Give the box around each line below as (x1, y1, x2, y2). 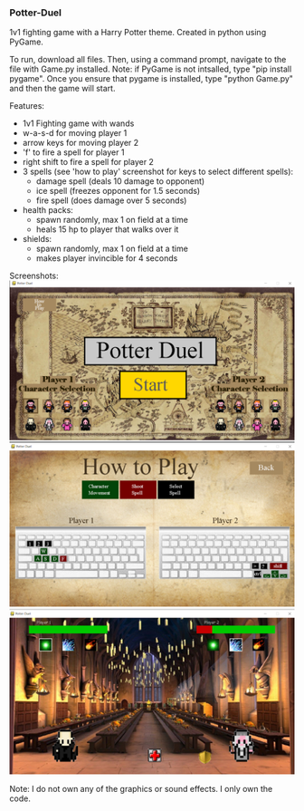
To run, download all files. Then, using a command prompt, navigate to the (9, 54, 287, 65)
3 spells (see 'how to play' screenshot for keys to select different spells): (22, 166, 294, 178)
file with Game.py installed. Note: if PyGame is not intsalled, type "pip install (9, 63, 292, 74)
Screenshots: (9, 270, 59, 282)
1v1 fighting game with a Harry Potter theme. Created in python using (9, 27, 267, 38)
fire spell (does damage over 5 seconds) (35, 195, 187, 206)
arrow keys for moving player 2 (22, 138, 139, 149)
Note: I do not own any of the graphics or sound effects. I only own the (9, 783, 273, 794)
